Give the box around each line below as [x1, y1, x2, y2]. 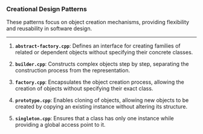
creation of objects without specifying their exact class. [14, 85, 153, 92]
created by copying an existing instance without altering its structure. [14, 103, 188, 110]
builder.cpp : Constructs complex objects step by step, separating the [14, 60, 189, 68]
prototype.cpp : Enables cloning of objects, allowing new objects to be [14, 97, 189, 104]
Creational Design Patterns [6, 5, 88, 13]
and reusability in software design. [6, 25, 92, 32]
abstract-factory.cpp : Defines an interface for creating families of [14, 42, 181, 49]
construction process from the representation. [14, 67, 130, 74]
